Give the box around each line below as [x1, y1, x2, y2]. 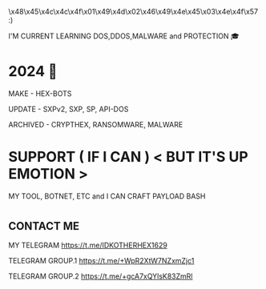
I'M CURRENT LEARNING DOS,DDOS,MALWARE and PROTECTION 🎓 [8, 31, 240, 41]
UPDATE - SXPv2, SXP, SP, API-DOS [8, 104, 129, 114]
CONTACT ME [8, 219, 80, 233]
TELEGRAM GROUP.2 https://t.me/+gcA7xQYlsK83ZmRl [8, 271, 193, 281]
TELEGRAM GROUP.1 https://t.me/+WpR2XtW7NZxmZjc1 [8, 256, 195, 266]
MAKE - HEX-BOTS [8, 88, 72, 98]
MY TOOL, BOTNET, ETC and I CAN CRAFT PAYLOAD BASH [8, 191, 206, 201]
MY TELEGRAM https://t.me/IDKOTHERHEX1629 [8, 240, 168, 251]
